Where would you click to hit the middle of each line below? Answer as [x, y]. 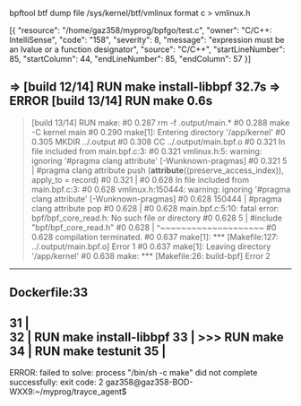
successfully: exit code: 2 [56, 382]
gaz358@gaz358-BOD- [149, 382]
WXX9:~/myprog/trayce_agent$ [68, 392]
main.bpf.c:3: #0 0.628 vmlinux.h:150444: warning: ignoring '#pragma [161, 189]
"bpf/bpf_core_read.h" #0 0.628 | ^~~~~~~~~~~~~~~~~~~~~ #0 [154, 227]
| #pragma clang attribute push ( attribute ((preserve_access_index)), [157, 170]
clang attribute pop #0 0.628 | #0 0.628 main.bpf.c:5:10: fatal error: [155, 208]
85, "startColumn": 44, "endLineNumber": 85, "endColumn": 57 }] [130, 59]
